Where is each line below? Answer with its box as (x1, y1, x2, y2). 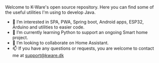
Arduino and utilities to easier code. (12, 24, 85, 30)
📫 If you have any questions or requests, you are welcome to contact (12, 45, 154, 51)
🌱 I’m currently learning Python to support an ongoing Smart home (12, 30, 148, 35)
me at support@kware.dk (12, 53, 64, 58)
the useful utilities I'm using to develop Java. (5, 9, 96, 15)
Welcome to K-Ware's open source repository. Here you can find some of (5, 4, 154, 10)
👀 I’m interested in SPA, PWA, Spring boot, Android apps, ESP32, (12, 19, 144, 25)
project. (12, 34, 28, 40)
